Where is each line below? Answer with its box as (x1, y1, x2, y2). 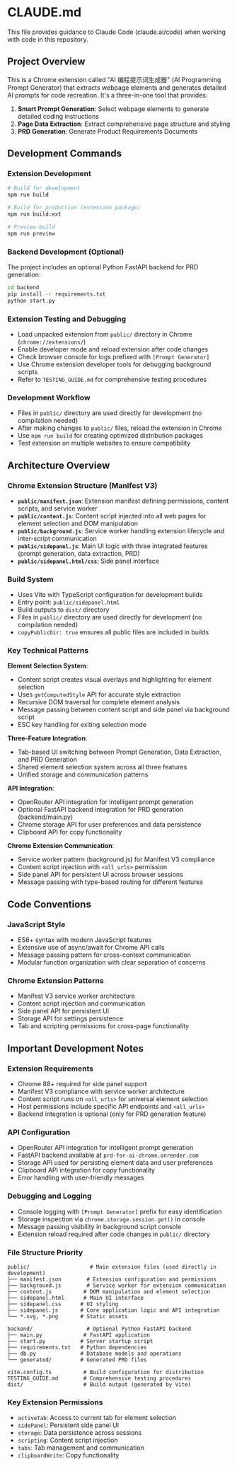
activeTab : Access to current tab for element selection (17, 1414, 177, 1422)
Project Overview (7, 56, 86, 68)
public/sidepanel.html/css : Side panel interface (17, 557, 159, 565)
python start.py (7, 297, 55, 304)
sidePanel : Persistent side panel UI (17, 1421, 120, 1429)
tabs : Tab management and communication (17, 1443, 145, 1452)
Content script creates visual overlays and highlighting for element (17, 675, 212, 684)
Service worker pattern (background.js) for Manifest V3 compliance (17, 855, 216, 863)
